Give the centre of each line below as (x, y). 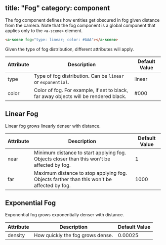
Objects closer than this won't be (72, 159)
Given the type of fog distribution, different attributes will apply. (70, 49)
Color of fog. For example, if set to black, (81, 90)
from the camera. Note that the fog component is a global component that (80, 25)
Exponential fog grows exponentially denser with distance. (65, 215)
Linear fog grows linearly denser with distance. (53, 126)
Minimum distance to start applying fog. (80, 152)
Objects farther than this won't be (73, 179)
